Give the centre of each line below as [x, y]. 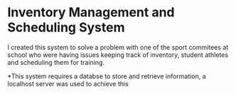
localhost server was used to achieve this [68, 83]
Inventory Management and [91, 12]
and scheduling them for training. [56, 62]
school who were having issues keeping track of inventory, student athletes [118, 55]
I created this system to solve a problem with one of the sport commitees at [118, 47]
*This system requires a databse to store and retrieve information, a [107, 76]
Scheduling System [66, 27]
